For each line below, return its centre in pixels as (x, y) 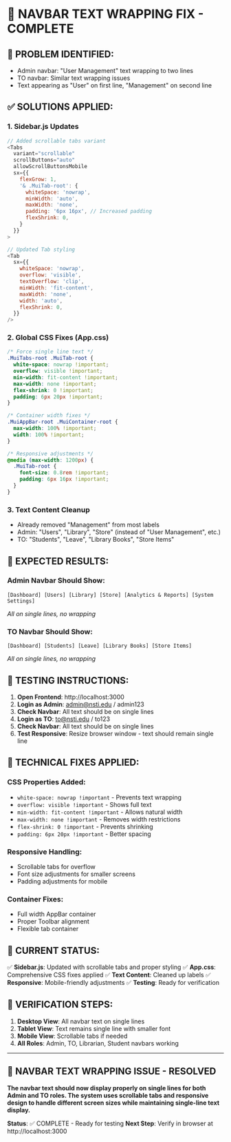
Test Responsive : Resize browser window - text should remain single (115, 733)
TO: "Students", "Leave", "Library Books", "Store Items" (96, 540)
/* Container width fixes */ (49, 416)
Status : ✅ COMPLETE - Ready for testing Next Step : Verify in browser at (110, 1123)
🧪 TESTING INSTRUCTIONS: (68, 681)
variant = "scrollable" (44, 154)
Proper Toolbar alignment (53, 921)
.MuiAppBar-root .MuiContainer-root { (63, 422)
